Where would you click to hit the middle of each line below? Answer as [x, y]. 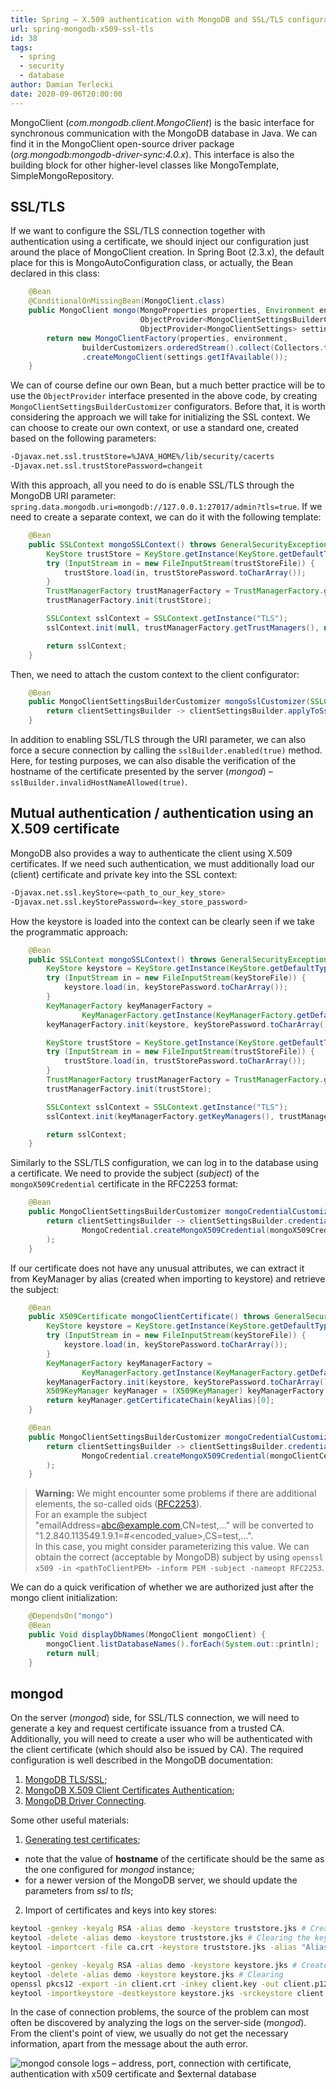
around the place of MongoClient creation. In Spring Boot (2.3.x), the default [167, 252]
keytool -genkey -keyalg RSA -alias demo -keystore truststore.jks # [158, 1929]
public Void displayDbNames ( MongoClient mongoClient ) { [147, 1635]
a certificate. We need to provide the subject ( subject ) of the [135, 1173]
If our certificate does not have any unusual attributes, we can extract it [157, 1268]
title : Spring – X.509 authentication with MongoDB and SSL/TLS [147, 19]
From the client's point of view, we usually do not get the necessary [149, 2033]
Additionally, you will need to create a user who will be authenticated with [161, 1739]
